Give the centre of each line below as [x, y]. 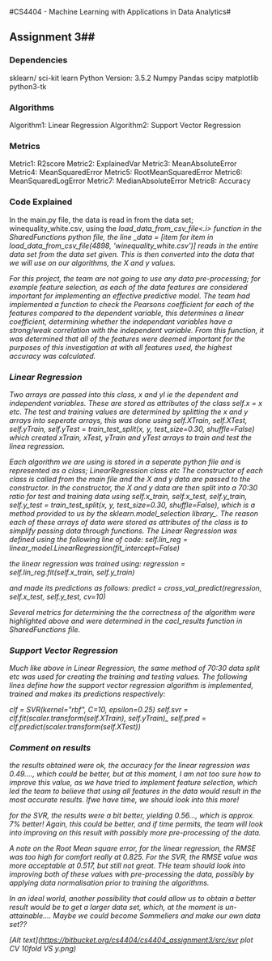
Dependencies [38, 60]
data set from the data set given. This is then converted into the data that [132, 254]
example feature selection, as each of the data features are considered [128, 287]
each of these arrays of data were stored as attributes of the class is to [129, 522]
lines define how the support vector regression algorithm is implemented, [132, 686]
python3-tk [28, 86]
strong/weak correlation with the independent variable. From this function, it [136, 330]
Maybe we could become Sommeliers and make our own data [157, 916]
